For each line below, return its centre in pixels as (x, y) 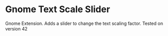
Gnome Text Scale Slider (58, 9)
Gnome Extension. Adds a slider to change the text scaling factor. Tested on (84, 23)
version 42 (16, 28)
